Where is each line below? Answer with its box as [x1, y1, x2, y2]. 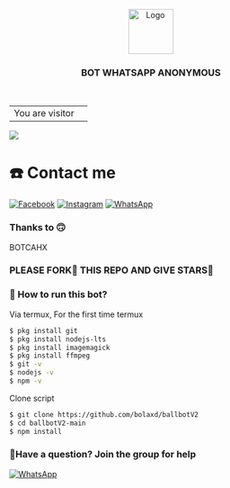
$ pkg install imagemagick [9, 343, 111, 352]
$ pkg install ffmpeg [9, 351, 91, 360]
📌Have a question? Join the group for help [9, 448, 197, 461]
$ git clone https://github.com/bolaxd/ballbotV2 [9, 410, 199, 419]
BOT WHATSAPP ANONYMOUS [80, 66, 222, 78]
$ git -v [9, 360, 42, 369]
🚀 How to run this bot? [9, 288, 108, 301]
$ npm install [9, 427, 63, 436]
